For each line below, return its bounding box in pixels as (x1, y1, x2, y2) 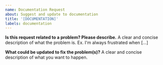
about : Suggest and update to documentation (5, 12, 98, 17)
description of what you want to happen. (5, 55, 88, 61)
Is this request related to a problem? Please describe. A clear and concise (5, 34, 159, 40)
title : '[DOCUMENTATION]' (5, 16, 58, 21)
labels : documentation (5, 21, 52, 26)
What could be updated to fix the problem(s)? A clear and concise (5, 49, 142, 55)
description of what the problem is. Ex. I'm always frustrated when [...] (5, 40, 148, 46)
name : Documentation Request (5, 7, 65, 12)
